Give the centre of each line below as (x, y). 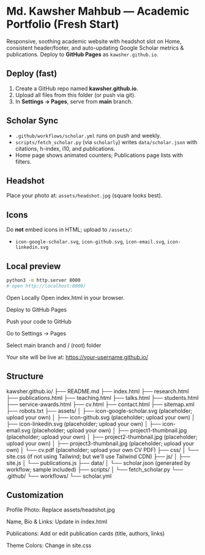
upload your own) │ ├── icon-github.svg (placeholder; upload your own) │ (101, 417)
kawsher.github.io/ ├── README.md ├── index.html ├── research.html (98, 391)
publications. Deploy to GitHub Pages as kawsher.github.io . (82, 54)
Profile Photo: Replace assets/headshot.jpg (61, 510)
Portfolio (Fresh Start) (63, 24)
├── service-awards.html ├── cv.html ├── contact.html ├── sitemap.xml (100, 404)
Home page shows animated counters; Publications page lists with (99, 155)
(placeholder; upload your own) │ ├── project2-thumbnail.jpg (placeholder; (102, 437)
